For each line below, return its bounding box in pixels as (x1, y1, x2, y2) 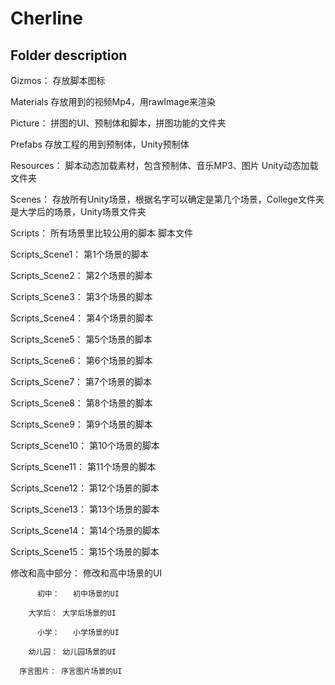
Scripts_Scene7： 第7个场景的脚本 (10, 376, 152, 387)
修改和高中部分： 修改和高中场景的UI (10, 567, 163, 579)
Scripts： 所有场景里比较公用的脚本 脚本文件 (10, 227, 194, 239)
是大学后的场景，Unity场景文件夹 (10, 206, 147, 217)
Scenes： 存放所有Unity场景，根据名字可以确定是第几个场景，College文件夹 (10, 193, 325, 205)
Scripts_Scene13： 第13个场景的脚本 (10, 503, 160, 515)
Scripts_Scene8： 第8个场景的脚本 (10, 397, 153, 409)
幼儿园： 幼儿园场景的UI (28, 647, 117, 657)
